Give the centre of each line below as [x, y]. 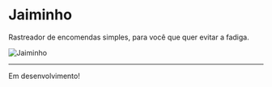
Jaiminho [40, 15]
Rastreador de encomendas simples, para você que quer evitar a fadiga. [129, 37]
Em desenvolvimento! [45, 76]
